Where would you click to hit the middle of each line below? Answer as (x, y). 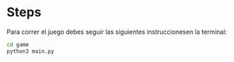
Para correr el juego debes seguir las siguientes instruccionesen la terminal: (117, 32)
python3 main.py (30, 51)
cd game (18, 44)
